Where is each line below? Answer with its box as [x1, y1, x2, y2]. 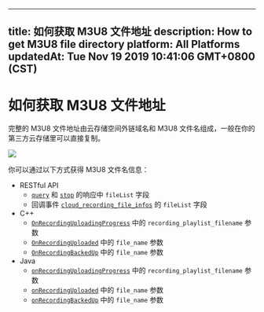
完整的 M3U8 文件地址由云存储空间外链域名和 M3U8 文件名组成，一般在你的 [8, 123, 255, 134]
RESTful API [19, 181, 59, 190]
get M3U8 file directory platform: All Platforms [8, 38, 240, 51]
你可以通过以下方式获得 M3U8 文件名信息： [8, 165, 149, 174]
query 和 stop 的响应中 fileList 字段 [31, 190, 149, 200]
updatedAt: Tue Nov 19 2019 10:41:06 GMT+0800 [8, 50, 255, 64]
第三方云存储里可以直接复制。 [8, 134, 104, 143]
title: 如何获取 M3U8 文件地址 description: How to [8, 25, 253, 39]
